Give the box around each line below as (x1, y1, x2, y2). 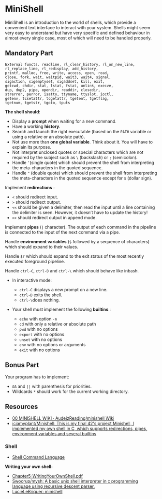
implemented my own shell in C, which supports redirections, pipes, (12, 426, 147, 431)
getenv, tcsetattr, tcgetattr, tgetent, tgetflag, (5, 96, 109, 101)
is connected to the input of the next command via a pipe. (5, 229, 120, 235)
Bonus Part (5, 361, 39, 369)
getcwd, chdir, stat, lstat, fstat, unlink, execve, (5, 83, 114, 88)
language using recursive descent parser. (12, 483, 95, 489)
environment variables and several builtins (12, 431, 97, 437)
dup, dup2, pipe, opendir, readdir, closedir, (5, 88, 101, 92)
